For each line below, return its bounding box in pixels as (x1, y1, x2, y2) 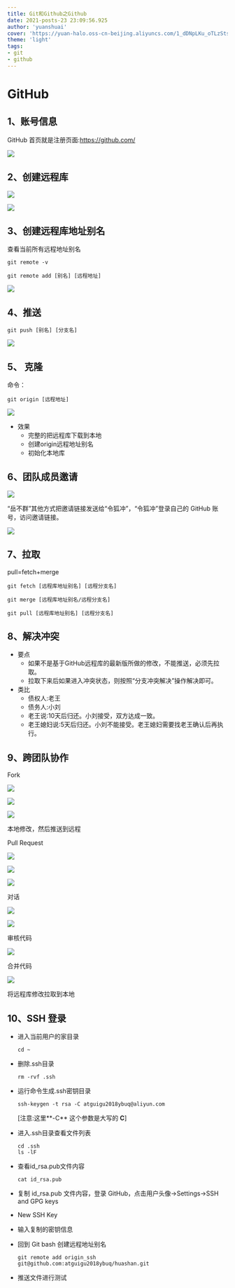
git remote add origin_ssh (17, 1254, 97, 1261)
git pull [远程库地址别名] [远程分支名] (7, 609, 114, 617)
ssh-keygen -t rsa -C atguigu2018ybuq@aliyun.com (17, 1101, 166, 1108)
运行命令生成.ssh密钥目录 (17, 1087, 91, 1095)
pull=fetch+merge (7, 567, 59, 576)
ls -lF (17, 1149, 37, 1156)
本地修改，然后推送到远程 (7, 825, 81, 833)
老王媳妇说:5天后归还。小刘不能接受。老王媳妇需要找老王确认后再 (27, 720, 218, 729)
